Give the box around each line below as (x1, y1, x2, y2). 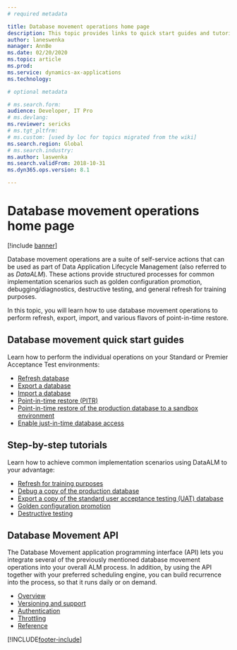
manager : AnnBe (7, 43, 52, 50)
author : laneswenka (7, 36, 65, 43)
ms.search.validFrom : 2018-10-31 (7, 160, 106, 167)
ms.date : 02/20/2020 (7, 49, 68, 56)
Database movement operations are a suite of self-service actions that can (7, 255, 224, 263)
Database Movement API (7, 529, 119, 541)
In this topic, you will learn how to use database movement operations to (7, 306, 219, 314)
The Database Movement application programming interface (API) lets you (7, 548, 224, 557)
